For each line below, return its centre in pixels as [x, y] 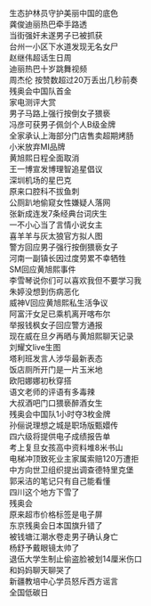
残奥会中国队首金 [40, 91]
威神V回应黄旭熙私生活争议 [59, 303]
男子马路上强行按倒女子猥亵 [60, 113]
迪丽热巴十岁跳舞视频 [48, 69]
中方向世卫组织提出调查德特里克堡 [72, 470]
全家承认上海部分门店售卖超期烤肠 [72, 135]
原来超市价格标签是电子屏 [56, 514]
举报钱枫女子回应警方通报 [56, 325]
